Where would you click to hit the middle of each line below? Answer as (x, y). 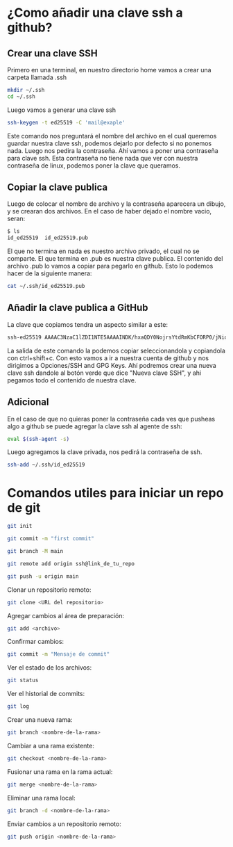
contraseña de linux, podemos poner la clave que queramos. (94, 166)
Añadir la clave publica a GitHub (78, 308)
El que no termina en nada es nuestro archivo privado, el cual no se (103, 251)
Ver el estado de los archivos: (50, 668)
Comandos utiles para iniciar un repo (115, 493)
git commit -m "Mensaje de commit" (59, 654)
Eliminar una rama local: (41, 798)
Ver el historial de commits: (46, 694)
